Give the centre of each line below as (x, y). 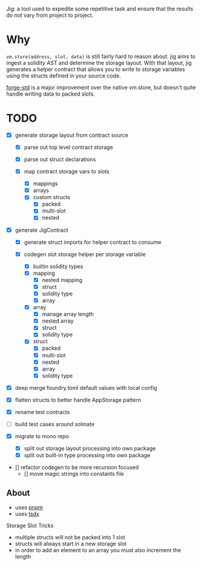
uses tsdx (27, 514)
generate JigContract (41, 230)
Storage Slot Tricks (30, 525)
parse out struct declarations (60, 159)
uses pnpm (29, 507)
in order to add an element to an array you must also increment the (98, 550)
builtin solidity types (58, 266)
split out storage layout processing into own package (90, 449)
